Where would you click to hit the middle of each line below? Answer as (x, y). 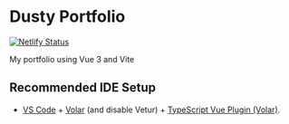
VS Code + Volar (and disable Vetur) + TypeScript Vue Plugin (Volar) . (151, 110)
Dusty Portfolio (67, 17)
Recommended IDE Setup (83, 88)
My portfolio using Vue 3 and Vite (72, 59)
